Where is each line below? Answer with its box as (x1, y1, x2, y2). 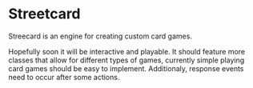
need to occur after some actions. (8, 72, 120, 82)
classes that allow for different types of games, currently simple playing (8, 55, 245, 65)
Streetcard (8, 5, 82, 23)
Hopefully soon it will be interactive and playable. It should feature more (8, 46, 246, 56)
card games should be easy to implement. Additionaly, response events (8, 63, 244, 73)
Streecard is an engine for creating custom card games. (8, 31, 192, 41)
